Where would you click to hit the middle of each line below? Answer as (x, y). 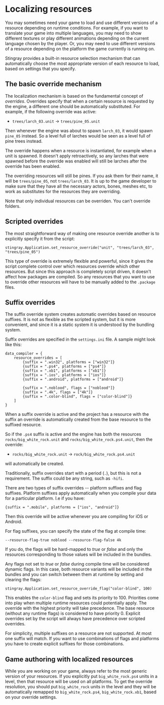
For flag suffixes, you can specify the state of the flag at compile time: (76, 531)
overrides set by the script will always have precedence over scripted (75, 619)
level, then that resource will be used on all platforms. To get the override (79, 681)
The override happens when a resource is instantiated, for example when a (81, 150)
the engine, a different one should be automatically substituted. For (73, 106)
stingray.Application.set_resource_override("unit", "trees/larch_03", (80, 247)
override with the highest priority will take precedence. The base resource (80, 608)
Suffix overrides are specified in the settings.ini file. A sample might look (80, 339)
